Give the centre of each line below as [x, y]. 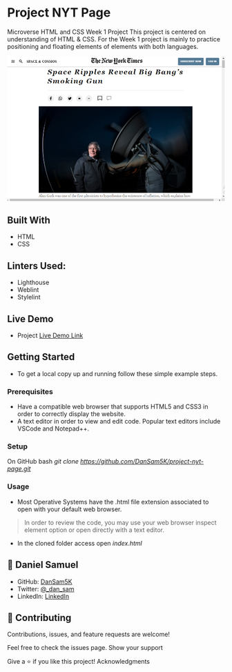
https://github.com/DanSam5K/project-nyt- [142, 462]
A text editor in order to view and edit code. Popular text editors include [119, 422]
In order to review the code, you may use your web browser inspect [120, 522]
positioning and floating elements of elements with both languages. [103, 46]
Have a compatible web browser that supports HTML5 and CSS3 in [113, 407]
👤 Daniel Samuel [43, 565]
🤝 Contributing [39, 618]
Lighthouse [33, 283]
